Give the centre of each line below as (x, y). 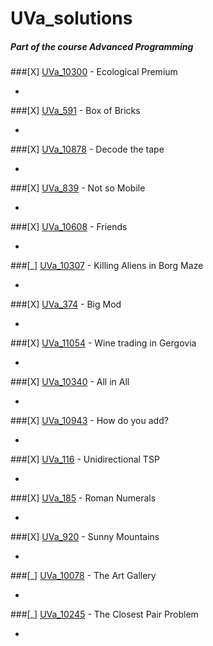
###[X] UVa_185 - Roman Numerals (83, 498)
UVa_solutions (71, 18)
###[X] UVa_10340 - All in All (70, 382)
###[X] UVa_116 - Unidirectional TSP (85, 459)
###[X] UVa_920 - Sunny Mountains (85, 537)
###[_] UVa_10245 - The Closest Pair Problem (104, 614)
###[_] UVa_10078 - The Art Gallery (83, 576)
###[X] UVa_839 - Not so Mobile (78, 188)
